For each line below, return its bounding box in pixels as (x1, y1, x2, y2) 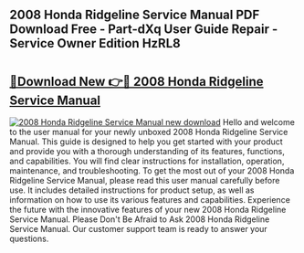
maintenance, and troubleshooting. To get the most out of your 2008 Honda (9, 165, 295, 176)
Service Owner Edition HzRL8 (9, 36, 181, 51)
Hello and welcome (222, 117, 295, 127)
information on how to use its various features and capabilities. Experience (9, 195, 290, 205)
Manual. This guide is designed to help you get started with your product (9, 136, 283, 147)
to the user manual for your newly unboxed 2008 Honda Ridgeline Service (9, 127, 288, 137)
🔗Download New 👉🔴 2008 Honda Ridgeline (9, 73, 264, 90)
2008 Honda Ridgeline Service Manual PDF (9, 7, 260, 23)
